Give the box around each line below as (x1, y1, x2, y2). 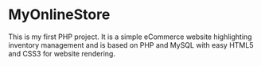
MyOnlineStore (8, 6, 111, 24)
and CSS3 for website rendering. (8, 49, 115, 58)
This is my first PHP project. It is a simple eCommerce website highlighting (8, 32, 252, 41)
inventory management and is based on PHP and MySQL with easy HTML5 (8, 40, 254, 49)
